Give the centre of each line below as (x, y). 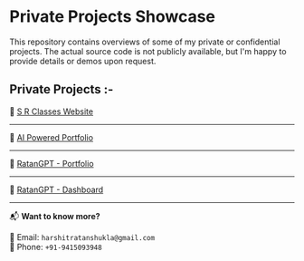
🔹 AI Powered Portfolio (51, 137)
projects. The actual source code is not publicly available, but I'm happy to (148, 51)
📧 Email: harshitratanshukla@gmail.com (82, 237)
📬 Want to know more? (55, 216)
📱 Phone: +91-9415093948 (56, 246)
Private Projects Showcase (112, 17)
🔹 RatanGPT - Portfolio (52, 163)
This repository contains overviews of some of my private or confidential (145, 42)
